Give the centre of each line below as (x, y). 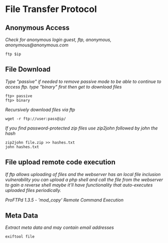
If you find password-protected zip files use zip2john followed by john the (81, 128)
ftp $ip (13, 54)
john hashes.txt (22, 147)
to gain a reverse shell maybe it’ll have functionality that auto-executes (79, 185)
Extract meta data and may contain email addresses (60, 227)
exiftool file (20, 237)
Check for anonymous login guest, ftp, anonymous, (58, 39)
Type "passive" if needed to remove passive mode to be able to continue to (83, 81)
